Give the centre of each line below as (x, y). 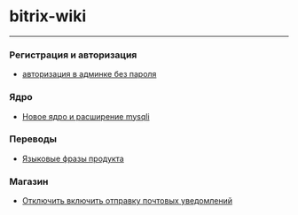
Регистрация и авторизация (73, 55)
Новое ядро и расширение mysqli (86, 116)
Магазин (29, 181)
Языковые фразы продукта (73, 158)
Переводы (33, 139)
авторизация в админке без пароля (89, 74)
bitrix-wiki (48, 16)
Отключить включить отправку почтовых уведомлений (127, 201)
